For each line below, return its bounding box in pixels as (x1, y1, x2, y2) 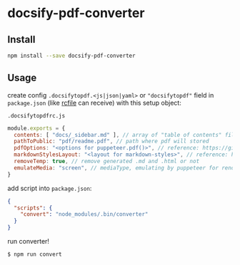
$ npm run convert (7, 251, 62, 258)
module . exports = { (7, 125, 66, 132)
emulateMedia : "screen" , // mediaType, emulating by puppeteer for (14, 164, 219, 172)
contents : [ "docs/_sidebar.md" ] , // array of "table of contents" (14, 131, 222, 138)
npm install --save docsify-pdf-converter (7, 52, 136, 59)
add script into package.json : (7, 184, 92, 192)
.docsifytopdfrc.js (7, 112, 66, 119)
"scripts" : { (14, 204, 53, 212)
